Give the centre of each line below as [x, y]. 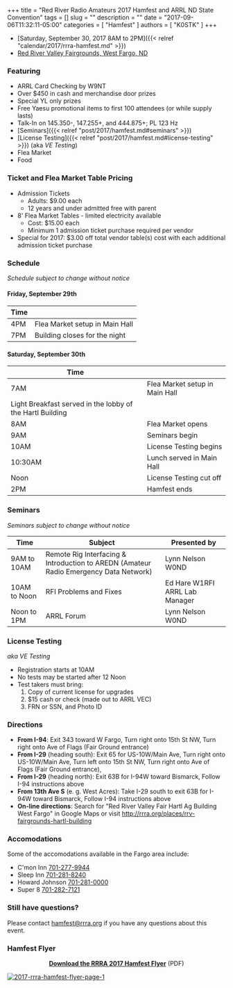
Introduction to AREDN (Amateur [98, 562]
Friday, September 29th [42, 294]
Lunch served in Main [182, 458]
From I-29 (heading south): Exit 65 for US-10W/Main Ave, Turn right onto [121, 754]
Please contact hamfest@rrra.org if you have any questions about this [107, 923]
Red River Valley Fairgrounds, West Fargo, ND [83, 53]
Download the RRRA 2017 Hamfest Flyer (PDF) [116, 964]
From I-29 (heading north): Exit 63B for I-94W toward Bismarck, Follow [119, 777]
